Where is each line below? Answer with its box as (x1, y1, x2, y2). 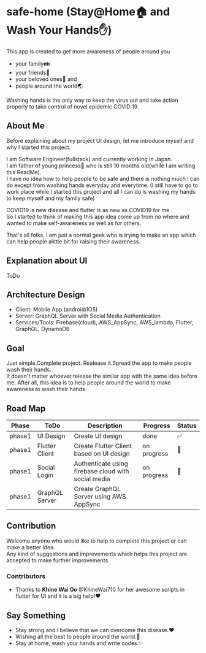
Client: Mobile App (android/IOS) (15, 306, 98, 313)
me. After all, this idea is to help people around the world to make (6, 379, 171, 386)
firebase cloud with (74, 467, 129, 475)
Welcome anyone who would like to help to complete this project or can (6, 537, 187, 544)
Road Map (6, 403, 46, 414)
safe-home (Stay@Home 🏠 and (6, 5, 170, 19)
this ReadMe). (6, 168, 42, 175)
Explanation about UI (6, 256, 88, 266)
